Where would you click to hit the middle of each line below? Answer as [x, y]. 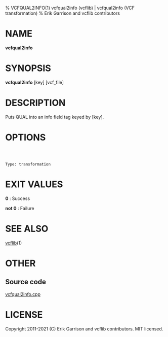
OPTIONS [26, 138]
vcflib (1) [14, 243]
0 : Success [18, 198]
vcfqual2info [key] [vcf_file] [35, 82]
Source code [26, 282]
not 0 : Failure [20, 208]
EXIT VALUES [34, 184]
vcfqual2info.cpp [23, 294]
